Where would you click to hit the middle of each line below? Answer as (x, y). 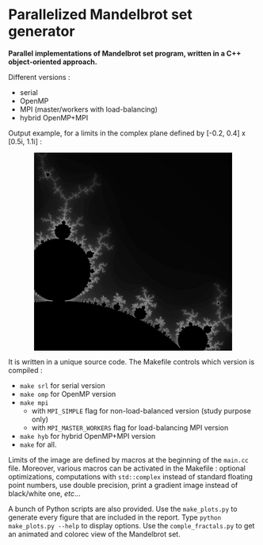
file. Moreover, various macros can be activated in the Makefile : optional (127, 468)
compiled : (25, 370)
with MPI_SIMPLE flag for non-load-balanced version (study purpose (141, 410)
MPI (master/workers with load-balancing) (89, 109)
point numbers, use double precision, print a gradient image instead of (123, 485)
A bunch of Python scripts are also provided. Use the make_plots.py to (123, 509)
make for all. (38, 444)
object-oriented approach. (53, 62)
